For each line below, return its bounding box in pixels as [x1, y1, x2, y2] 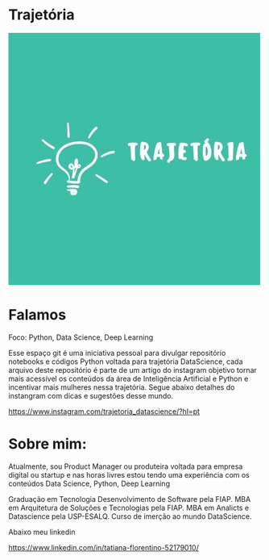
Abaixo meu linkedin [8, 527, 76, 537]
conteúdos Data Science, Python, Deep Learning [8, 479, 171, 488]
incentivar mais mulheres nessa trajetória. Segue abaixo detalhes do [8, 382, 235, 392]
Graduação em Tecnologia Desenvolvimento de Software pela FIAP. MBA [8, 494, 251, 504]
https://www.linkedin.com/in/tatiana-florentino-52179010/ [8, 542, 199, 552]
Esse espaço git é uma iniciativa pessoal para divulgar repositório [8, 348, 226, 357]
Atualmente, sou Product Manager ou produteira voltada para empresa [8, 462, 243, 471]
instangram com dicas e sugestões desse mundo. [8, 391, 174, 400]
